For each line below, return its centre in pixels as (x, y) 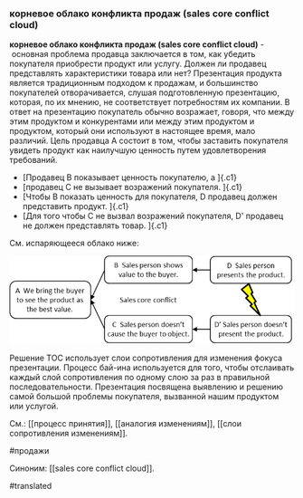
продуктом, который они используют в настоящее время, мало (133, 131)
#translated (31, 486)
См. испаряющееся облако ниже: (74, 244)
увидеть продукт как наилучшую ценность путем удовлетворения (138, 150)
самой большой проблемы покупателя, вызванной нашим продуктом (144, 397)
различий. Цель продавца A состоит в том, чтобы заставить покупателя (149, 141)
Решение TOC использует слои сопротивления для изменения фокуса (146, 358)
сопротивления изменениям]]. (69, 434)
